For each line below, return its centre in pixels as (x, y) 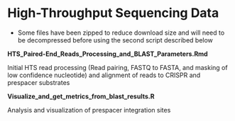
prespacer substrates (39, 82)
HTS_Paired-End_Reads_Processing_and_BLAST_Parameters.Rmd (108, 54)
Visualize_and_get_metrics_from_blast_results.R (81, 96)
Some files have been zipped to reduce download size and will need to (121, 33)
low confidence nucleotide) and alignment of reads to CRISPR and (104, 75)
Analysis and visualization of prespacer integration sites (89, 110)
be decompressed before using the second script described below (115, 40)
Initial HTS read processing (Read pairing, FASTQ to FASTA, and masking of (118, 67)
